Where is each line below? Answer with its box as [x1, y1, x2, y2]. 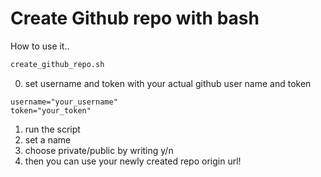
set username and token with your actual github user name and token [24, 77, 312, 89]
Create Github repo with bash [10, 7, 260, 30]
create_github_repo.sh [10, 59, 105, 69]
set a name [24, 133, 72, 146]
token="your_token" [10, 105, 92, 116]
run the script [24, 123, 81, 135]
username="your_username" [10, 97, 118, 107]
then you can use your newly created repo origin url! [24, 155, 242, 167]
